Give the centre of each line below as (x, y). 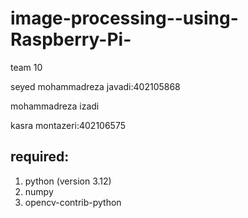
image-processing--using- (124, 18)
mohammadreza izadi (55, 106)
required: (40, 157)
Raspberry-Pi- (71, 39)
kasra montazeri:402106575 (68, 125)
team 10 (26, 67)
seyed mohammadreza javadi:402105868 (95, 86)
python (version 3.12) (68, 181)
